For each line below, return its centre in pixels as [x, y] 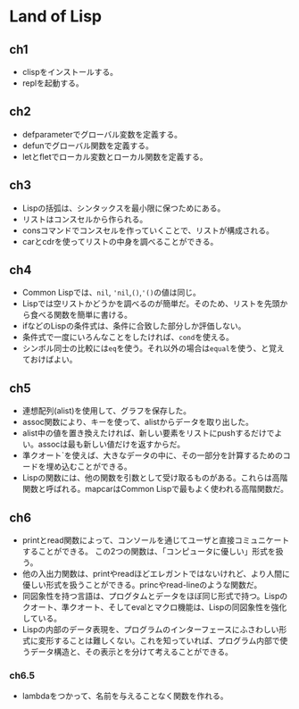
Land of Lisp [56, 17]
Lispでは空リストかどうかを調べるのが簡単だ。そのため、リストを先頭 [151, 304]
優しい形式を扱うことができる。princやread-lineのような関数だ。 [142, 585]
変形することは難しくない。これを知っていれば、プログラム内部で [159, 641]
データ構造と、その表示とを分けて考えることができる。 [132, 652]
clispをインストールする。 [70, 72]
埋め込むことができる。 [89, 467]
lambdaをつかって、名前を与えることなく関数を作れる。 [125, 696]
